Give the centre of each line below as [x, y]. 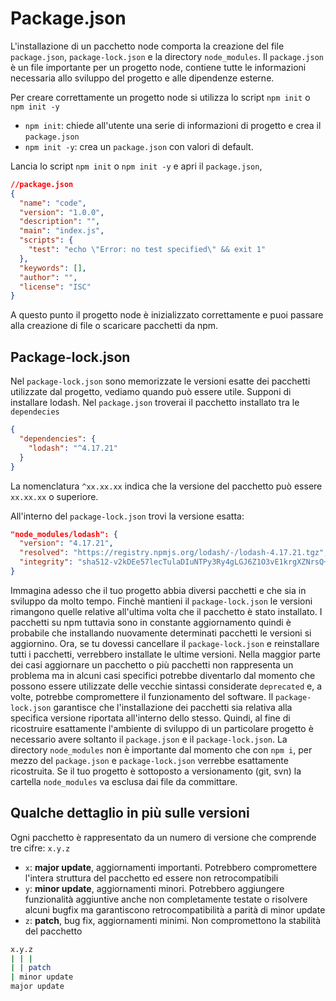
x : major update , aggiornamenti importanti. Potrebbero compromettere [171, 867]
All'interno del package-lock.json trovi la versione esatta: [127, 516]
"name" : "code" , [53, 203]
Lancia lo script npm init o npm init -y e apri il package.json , [136, 166]
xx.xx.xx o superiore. [54, 496]
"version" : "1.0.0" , [62, 212]
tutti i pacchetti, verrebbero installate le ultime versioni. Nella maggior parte [165, 654]
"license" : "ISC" [55, 287]
